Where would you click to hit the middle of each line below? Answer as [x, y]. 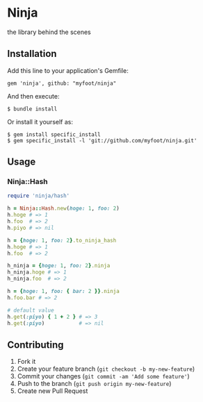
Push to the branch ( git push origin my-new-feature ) [94, 384]
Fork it [26, 362]
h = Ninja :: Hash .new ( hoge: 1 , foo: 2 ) [63, 209]
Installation [32, 54]
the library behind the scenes [49, 32]
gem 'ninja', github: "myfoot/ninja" [62, 83]
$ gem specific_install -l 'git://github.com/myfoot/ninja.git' [102, 140]
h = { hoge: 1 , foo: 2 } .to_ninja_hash [62, 240]
